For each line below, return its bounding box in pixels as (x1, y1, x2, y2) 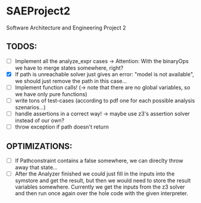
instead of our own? (14, 117, 65, 124)
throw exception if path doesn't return (14, 123, 109, 130)
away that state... (14, 164, 58, 171)
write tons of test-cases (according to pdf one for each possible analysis (14, 97, 195, 104)
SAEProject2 (6, 4, 71, 18)
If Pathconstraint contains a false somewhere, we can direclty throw (14, 157, 184, 164)
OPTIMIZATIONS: (6, 141, 73, 151)
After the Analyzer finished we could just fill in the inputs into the (14, 170, 175, 177)
